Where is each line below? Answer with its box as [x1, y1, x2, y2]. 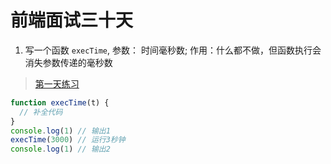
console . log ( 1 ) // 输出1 [10, 126, 111, 136]
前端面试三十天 [10, 9, 134, 32]
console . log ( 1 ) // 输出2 [10, 144, 111, 155]
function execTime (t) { [10, 97, 110, 108]
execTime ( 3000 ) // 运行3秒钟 [10, 135, 126, 145]
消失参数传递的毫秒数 [24, 56, 113, 68]
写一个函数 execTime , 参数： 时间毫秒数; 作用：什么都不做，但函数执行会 [24, 44, 322, 56]
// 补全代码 [19, 107, 63, 117]
